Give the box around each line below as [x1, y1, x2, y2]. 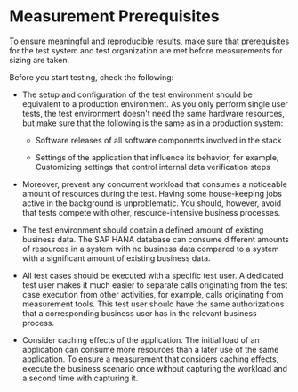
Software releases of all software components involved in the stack [35, 135, 282, 145]
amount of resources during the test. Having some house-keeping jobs [21, 188, 283, 199]
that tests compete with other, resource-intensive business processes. [21, 207, 281, 217]
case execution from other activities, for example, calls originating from [21, 289, 284, 299]
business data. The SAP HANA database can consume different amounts [21, 233, 289, 244]
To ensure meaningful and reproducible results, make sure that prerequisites [9, 36, 290, 46]
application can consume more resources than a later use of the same [21, 344, 279, 355]
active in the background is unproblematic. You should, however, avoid [21, 198, 282, 208]
